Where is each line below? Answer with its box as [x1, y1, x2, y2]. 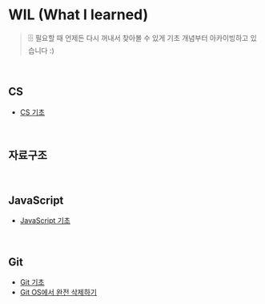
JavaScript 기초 [19, 216, 70, 225]
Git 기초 [19, 278, 45, 287]
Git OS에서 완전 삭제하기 [19, 287, 98, 298]
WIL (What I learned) [8, 6, 149, 24]
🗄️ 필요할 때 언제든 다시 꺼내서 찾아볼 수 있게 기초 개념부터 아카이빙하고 [27, 33, 249, 43]
